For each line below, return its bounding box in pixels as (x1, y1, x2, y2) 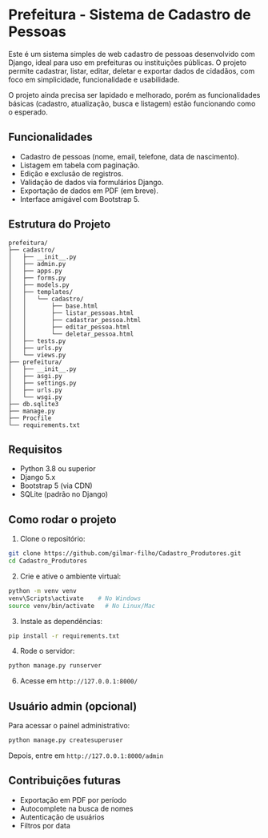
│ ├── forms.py (8, 274, 66, 282)
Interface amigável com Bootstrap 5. (19, 194, 140, 203)
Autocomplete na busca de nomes (19, 804, 134, 813)
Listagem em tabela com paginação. (19, 160, 140, 170)
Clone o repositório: (19, 534, 86, 544)
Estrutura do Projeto (8, 218, 111, 232)
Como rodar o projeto (8, 513, 117, 526)
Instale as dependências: (19, 616, 102, 626)
